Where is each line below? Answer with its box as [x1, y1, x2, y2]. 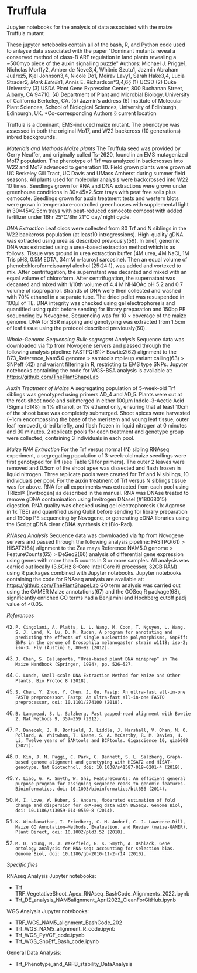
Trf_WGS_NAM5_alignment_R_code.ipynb [15, 925, 116, 932]
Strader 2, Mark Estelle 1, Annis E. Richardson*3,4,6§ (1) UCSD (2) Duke [6, 78, 177, 86]
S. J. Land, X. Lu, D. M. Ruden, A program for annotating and [15, 629, 173, 635]
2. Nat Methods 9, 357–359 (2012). [15, 716, 102, 722]
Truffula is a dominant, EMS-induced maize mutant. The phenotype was [6, 121, 180, 128]
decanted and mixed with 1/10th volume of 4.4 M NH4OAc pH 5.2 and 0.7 [6, 280, 184, 288]
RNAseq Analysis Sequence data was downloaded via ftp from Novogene [6, 532, 184, 539]
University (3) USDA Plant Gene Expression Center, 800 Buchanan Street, [6, 84, 184, 91]
